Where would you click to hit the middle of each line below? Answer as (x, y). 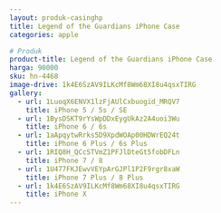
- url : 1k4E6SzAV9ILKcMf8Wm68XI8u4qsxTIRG (99, 186)
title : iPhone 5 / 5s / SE (77, 110)
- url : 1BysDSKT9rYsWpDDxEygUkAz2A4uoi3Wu (99, 119)
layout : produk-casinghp (56, 18)
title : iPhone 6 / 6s (66, 127)
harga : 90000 (34, 68)
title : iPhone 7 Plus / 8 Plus (85, 178)
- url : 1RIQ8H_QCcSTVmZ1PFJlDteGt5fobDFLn (99, 152)
